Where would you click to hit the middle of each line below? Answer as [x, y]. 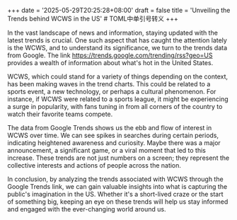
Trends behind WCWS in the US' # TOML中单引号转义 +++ [93, 18]
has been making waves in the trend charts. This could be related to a [109, 84]
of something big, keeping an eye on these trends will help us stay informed [118, 202]
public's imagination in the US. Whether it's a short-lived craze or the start [116, 194]
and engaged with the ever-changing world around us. [87, 209]
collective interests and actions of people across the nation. [94, 165]
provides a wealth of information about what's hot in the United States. [110, 63]
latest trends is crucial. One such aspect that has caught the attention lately [117, 40]
